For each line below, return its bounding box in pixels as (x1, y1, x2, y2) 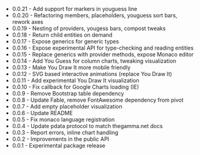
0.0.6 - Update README (12, 110, 73, 116)
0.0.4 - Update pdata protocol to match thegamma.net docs (12, 123, 163, 129)
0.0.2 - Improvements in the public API (12, 135, 109, 143)
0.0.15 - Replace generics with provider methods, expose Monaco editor (12, 51, 194, 58)
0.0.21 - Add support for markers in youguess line (12, 6, 138, 12)
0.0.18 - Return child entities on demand (12, 31, 113, 39)
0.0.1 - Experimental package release (12, 142, 106, 149)
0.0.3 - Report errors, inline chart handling (12, 129, 119, 136)
